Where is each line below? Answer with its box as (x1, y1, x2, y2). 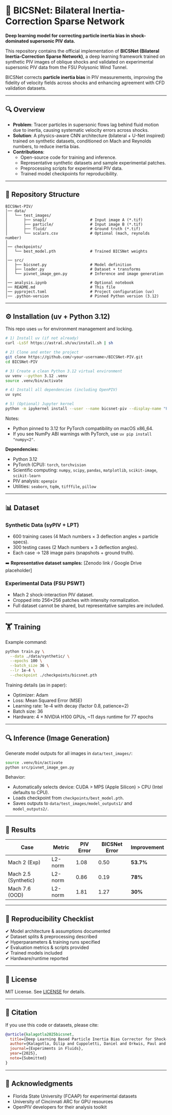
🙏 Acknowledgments (5, 1079, 73, 1088)
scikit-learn (12, 473, 41, 478)
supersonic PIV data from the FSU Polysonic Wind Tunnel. (5, 64, 128, 70)
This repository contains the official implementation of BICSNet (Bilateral (5, 48, 160, 54)
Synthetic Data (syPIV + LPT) (5, 521, 79, 529)
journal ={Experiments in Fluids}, (10, 1046, 83, 1051)
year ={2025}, (10, 1051, 38, 1056)
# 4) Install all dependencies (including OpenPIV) (5, 387, 118, 393)
